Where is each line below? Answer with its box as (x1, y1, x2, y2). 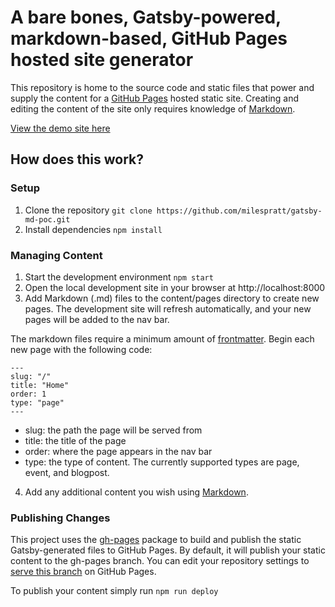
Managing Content (10, 248, 103, 262)
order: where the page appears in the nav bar (24, 445, 213, 457)
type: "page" (10, 397, 65, 408)
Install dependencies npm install (24, 223, 163, 235)
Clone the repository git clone (24, 204, 153, 216)
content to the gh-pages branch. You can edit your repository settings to (10, 555, 310, 567)
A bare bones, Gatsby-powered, (10, 6, 282, 29)
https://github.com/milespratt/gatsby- (156, 206, 323, 216)
